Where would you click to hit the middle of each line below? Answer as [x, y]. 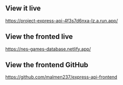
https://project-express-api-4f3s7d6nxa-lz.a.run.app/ [62, 20]
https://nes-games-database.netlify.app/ [48, 49]
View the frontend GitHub [47, 65]
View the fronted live [39, 37]
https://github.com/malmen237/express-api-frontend [61, 77]
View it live [23, 8]
